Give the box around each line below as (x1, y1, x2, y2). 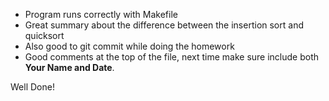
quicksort (24, 30, 65, 41)
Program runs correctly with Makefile (24, 9, 178, 20)
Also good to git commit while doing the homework (24, 40, 235, 52)
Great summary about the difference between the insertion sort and (24, 19, 304, 31)
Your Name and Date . (24, 62, 115, 73)
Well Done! (10, 81, 55, 93)
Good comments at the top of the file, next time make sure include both (24, 51, 320, 63)
